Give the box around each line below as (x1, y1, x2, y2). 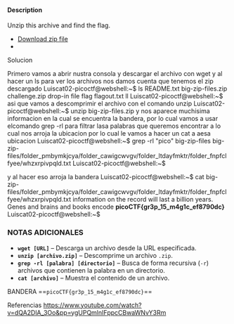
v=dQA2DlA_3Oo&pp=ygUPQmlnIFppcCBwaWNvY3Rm (7, 308, 167, 316)
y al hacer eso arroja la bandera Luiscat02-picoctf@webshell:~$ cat (7, 173, 205, 181)
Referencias (7, 301, 42, 309)
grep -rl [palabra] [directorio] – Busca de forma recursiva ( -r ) (17, 259, 209, 267)
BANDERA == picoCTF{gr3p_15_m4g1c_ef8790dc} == (7, 287, 152, 295)
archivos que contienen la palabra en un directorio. (17, 266, 165, 274)
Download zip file (17, 35, 68, 44)
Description (7, 6, 43, 14)
